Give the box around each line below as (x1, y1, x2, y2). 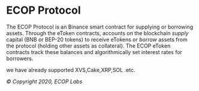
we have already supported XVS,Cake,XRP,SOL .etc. (6, 66, 136, 73)
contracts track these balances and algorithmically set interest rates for (6, 48, 183, 55)
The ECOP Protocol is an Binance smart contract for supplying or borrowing (6, 23, 194, 30)
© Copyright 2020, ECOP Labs (6, 78, 83, 85)
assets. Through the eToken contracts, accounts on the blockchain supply (6, 29, 189, 36)
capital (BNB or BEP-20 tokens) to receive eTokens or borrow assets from (6, 36, 188, 43)
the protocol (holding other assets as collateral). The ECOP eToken (6, 42, 171, 49)
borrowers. (6, 55, 34, 62)
